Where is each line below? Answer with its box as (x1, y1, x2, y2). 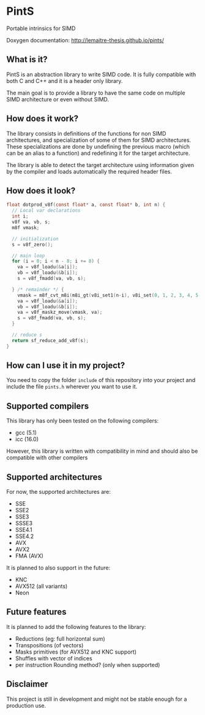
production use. (6, 701, 47, 709)
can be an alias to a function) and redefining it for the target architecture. (6, 149, 190, 157)
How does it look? (6, 186, 76, 196)
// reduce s (12, 332, 43, 338)
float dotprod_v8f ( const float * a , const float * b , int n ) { (6, 201, 166, 208)
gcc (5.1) (15, 429, 37, 437)
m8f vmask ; (12, 224, 40, 231)
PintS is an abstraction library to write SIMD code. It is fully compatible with (6, 71, 196, 78)
